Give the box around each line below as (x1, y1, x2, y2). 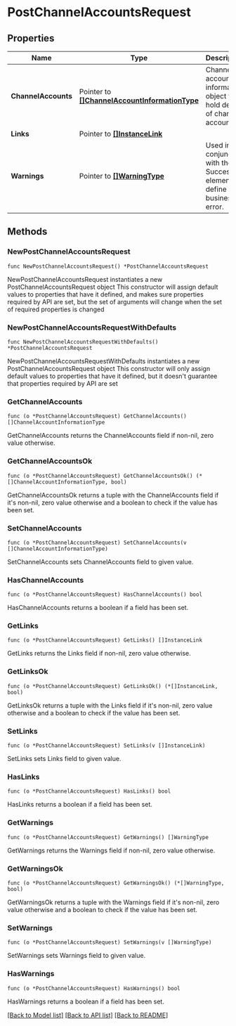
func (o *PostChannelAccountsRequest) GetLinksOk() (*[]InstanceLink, (7, 682, 218, 689)
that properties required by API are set (7, 379, 118, 387)
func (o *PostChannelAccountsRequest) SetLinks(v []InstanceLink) (7, 742, 206, 749)
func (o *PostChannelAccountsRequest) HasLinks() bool (7, 788, 171, 795)
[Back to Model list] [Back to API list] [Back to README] (7, 1011, 169, 1019)
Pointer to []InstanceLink (79, 129, 163, 138)
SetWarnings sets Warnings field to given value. (7, 952, 146, 960)
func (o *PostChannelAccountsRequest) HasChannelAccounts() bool (7, 591, 202, 598)
